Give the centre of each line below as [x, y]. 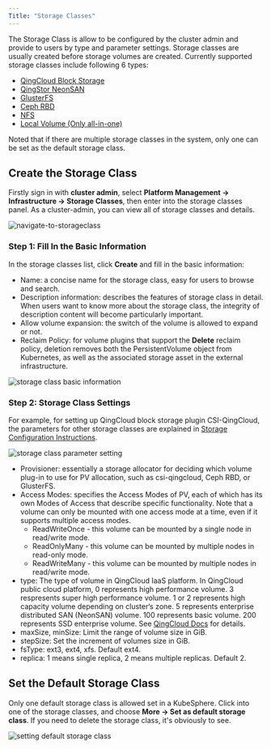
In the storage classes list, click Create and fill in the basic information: [127, 264]
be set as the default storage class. [67, 147]
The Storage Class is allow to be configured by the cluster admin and [123, 39]
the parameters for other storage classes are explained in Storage [118, 429]
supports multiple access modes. [75, 521]
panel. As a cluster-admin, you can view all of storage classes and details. [132, 210]
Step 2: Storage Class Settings [70, 402]
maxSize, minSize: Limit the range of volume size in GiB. [114, 632]
